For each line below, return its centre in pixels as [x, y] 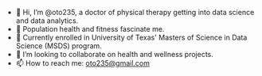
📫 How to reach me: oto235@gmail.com [82, 63]
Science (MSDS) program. [59, 46]
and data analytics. [47, 21]
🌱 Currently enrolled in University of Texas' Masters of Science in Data [131, 37]
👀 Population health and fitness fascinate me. [90, 29]
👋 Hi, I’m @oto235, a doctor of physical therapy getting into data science [135, 12]
